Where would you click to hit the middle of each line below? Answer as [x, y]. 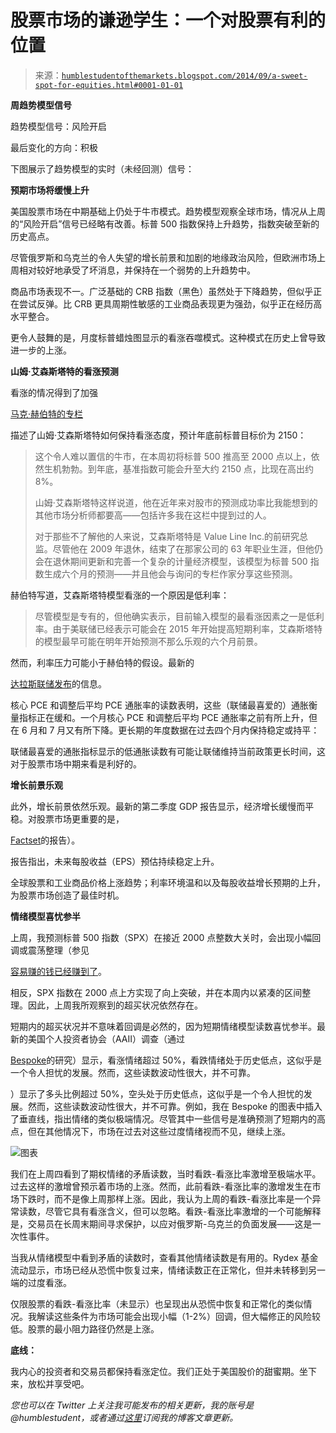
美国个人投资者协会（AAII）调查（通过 [106, 1038]
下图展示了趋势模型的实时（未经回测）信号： [102, 168]
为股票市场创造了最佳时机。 [67, 895]
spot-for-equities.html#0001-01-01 [109, 85]
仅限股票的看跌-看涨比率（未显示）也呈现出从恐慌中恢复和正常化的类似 [157, 1303]
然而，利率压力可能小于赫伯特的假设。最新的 [102, 662]
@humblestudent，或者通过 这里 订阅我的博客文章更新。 [124, 1417]
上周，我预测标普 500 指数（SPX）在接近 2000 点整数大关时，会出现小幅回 [166, 937]
